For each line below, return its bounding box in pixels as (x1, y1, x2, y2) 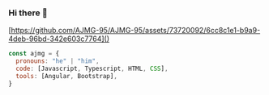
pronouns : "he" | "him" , (15, 57, 100, 65)
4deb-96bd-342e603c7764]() (8, 34, 110, 43)
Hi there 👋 (8, 7, 49, 19)
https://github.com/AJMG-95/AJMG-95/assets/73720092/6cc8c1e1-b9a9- (11, 26, 261, 35)
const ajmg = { (8, 50, 60, 58)
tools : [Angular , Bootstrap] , (15, 72, 117, 80)
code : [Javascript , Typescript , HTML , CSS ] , (15, 64, 169, 73)
